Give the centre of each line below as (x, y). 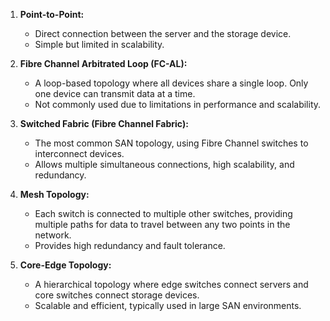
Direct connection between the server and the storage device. (163, 33)
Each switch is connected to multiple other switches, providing (163, 213)
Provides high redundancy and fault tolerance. (130, 245)
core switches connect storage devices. (117, 295)
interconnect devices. (79, 153)
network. (53, 235)
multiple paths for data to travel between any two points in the (162, 224)
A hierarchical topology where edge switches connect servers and (171, 284)
